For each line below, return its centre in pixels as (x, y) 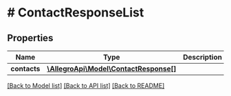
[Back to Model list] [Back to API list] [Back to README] (86, 86)
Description (202, 57)
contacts (25, 69)
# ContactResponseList (76, 13)
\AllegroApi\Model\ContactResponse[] (112, 69)
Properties (30, 38)
